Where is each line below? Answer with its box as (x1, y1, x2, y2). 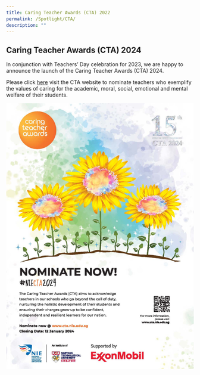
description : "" (6, 22, 46, 28)
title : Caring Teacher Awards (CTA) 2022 (6, 10, 111, 16)
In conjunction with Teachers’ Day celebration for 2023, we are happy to (6, 61, 183, 68)
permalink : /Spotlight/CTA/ (6, 16, 76, 22)
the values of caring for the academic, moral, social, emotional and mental (6, 85, 188, 92)
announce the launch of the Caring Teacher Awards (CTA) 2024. (6, 67, 164, 75)
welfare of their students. (6, 91, 68, 98)
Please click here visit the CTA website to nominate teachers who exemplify (6, 79, 192, 86)
